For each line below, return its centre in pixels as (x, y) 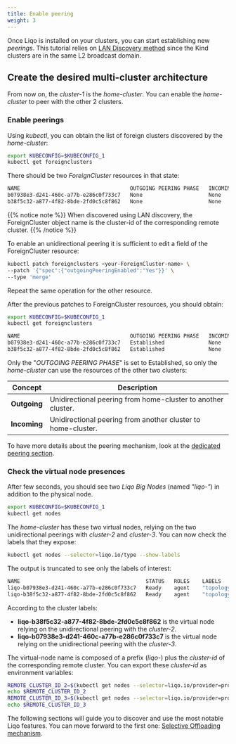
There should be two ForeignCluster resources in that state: (93, 176)
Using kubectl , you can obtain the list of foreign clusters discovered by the (115, 135)
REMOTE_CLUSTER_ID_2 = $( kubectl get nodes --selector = (88, 685)
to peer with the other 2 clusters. (76, 102)
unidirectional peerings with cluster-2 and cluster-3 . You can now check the (117, 534)
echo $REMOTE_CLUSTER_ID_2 (47, 692)
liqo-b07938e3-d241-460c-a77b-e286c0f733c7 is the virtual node (117, 636)
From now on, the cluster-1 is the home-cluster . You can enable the (104, 94)
